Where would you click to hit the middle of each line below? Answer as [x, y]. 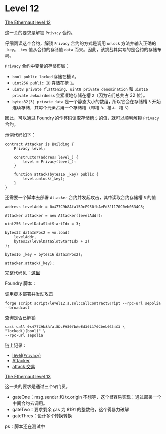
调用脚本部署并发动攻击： [31, 294]
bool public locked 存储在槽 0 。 [46, 76]
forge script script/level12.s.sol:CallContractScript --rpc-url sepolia [83, 303]
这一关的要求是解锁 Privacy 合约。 [40, 32]
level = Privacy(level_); [50, 162]
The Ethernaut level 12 [28, 22]
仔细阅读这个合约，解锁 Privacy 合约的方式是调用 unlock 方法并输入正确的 [81, 43]
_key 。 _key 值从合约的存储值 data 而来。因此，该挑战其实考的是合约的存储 [81, 49]
